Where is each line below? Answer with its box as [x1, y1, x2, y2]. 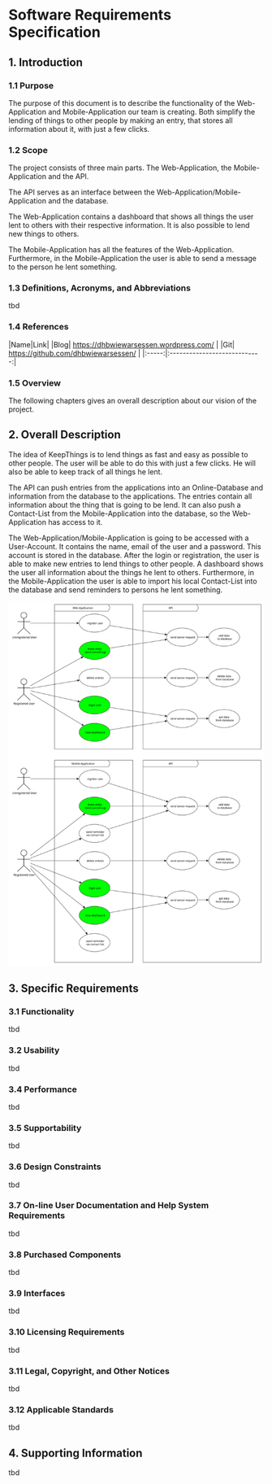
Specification [8, 23, 101, 41]
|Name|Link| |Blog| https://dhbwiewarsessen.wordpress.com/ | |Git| [8, 339, 235, 349]
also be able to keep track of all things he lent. [8, 466, 163, 477]
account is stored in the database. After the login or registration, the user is [8, 550, 260, 560]
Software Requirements [8, 6, 172, 24]
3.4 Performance [8, 1084, 77, 1095]
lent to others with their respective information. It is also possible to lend [8, 220, 250, 230]
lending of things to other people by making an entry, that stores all [8, 116, 233, 125]
